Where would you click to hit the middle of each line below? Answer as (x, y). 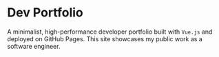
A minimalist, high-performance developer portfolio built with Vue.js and (110, 32)
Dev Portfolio (45, 13)
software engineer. (34, 46)
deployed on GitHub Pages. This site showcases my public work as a (105, 38)
